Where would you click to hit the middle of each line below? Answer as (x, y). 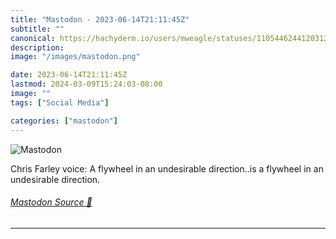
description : (37, 47)
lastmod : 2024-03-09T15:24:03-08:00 (86, 84)
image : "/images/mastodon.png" (75, 57)
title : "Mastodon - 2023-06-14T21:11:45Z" (100, 19)
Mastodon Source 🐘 (51, 202)
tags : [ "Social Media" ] (60, 102)
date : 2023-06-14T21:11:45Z (69, 75)
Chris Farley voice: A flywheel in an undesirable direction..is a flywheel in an (167, 168)
